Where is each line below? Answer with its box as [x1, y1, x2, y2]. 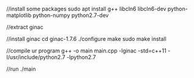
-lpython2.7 [66, 54, 96, 60]
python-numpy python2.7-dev [32, 12, 109, 19]
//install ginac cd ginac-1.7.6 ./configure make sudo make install [6, 35, 166, 42]
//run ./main [6, 65, 36, 73]
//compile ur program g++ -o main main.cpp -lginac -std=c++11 [6, 47, 166, 54]
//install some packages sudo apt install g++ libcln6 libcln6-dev [6, 5, 166, 12]
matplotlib [6, 12, 32, 19]
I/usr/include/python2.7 [6, 54, 65, 60]
